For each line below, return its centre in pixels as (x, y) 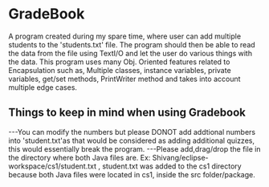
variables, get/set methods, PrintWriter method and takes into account (124, 79)
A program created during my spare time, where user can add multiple (125, 36)
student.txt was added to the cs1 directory (172, 166)
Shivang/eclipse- (180, 157)
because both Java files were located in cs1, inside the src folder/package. (132, 174)
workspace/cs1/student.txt (53, 166)
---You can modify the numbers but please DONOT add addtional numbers (132, 132)
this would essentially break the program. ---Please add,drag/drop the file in (134, 148)
